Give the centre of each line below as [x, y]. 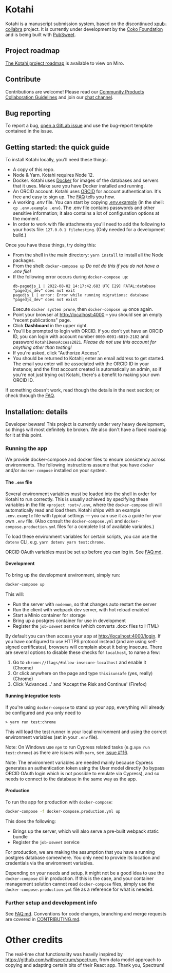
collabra [14, 29]
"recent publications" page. [42, 320]
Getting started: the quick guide [57, 147]
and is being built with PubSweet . [41, 34]
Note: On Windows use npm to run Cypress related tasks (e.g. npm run [78, 747]
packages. [24, 260]
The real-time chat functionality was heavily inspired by [64, 955]
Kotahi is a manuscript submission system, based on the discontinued [79, 24]
